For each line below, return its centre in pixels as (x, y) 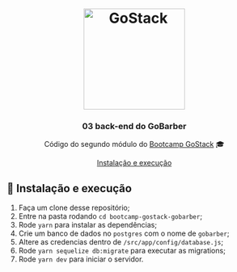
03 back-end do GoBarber (134, 127)
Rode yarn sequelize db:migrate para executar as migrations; (122, 251)
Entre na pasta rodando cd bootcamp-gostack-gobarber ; (110, 216)
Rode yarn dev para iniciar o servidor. (81, 259)
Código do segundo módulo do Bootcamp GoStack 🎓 (134, 144)
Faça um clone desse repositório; (74, 208)
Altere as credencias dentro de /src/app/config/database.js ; (121, 242)
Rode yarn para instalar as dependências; (88, 225)
